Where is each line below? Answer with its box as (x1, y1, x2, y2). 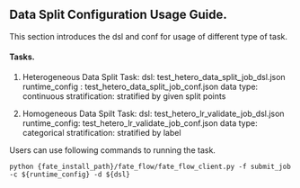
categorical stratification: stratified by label (22, 128, 181, 139)
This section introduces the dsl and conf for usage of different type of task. (9, 31, 287, 41)
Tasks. (9, 51, 35, 62)
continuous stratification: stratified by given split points (22, 91, 226, 102)
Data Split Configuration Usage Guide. (9, 7, 227, 22)
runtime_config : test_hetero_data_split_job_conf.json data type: (22, 81, 259, 93)
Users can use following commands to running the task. (9, 145, 216, 156)
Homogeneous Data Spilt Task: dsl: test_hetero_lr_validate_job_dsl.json (22, 108, 285, 120)
